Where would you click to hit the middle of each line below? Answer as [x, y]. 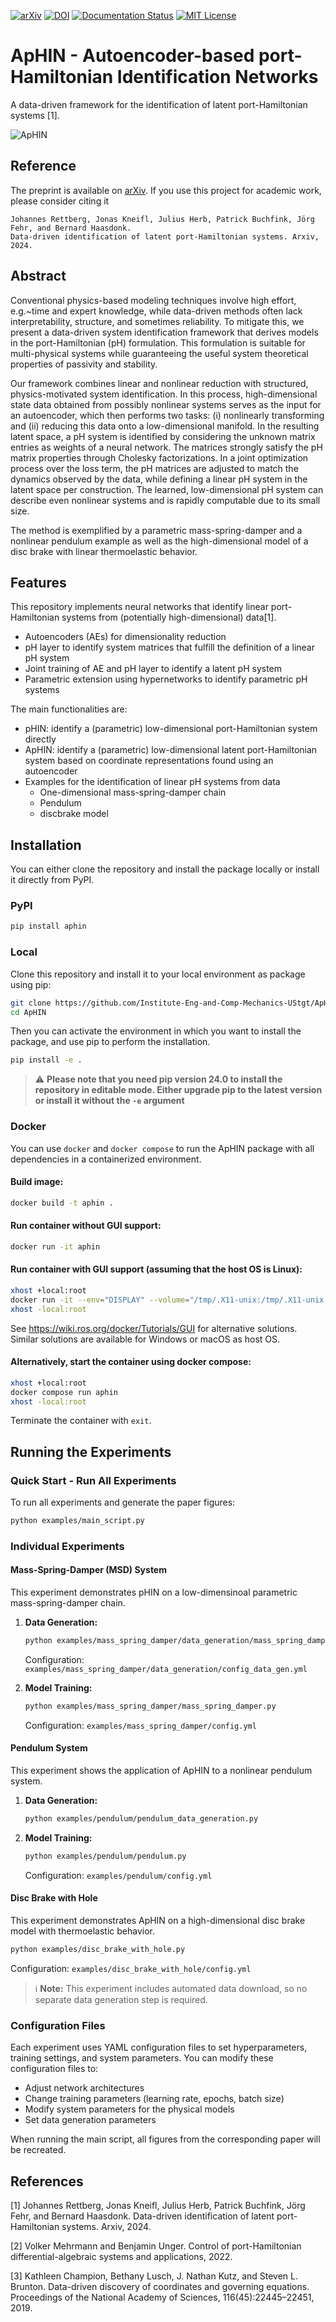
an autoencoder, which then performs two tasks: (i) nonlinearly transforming [167, 415]
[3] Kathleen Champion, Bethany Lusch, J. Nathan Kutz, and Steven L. [154, 2276]
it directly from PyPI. [52, 880]
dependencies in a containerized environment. [106, 1159]
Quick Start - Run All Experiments [93, 1480]
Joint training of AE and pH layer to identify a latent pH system [153, 669]
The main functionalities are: [69, 709]
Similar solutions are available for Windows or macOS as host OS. [145, 1339]
